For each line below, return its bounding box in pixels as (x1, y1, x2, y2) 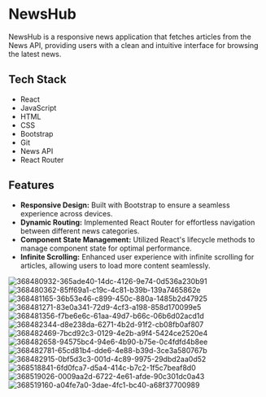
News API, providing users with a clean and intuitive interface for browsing (8, 40, 259, 50)
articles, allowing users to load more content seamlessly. (20, 260, 211, 270)
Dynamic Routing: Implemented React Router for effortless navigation (20, 217, 255, 227)
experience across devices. (20, 208, 113, 218)
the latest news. (8, 49, 62, 59)
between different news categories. (20, 225, 140, 236)
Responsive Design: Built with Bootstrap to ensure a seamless (20, 200, 230, 210)
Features (8, 178, 55, 192)
